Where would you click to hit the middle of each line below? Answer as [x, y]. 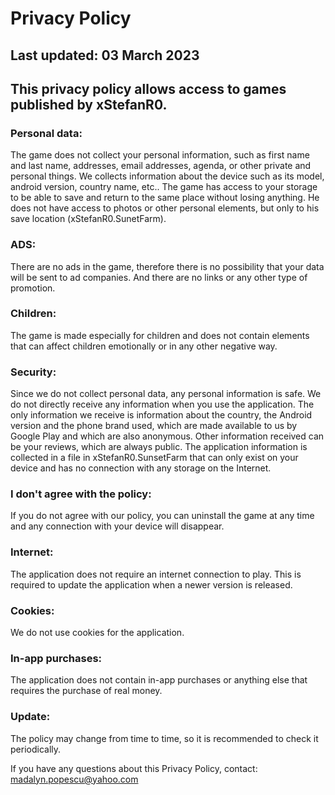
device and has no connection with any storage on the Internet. [141, 468]
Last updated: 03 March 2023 [105, 55]
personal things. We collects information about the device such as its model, [167, 176]
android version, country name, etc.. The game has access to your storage [164, 187]
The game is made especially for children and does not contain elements [160, 335]
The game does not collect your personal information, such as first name [160, 155]
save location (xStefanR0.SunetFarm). [88, 219]
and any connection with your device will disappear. [117, 526]
